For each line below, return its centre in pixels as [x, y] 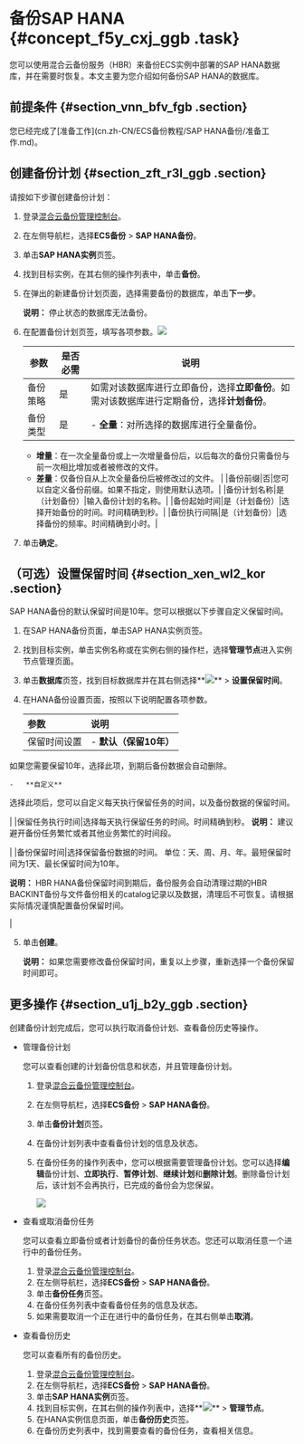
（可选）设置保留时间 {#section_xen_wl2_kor [138, 574]
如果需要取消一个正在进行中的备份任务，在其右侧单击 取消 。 [147, 1316]
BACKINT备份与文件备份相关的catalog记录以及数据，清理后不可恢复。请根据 [152, 894]
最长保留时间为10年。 [84, 864]
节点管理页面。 [50, 661]
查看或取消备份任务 [58, 1221]
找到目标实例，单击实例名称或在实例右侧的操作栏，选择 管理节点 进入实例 [157, 650]
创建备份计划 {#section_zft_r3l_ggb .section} [138, 173]
